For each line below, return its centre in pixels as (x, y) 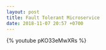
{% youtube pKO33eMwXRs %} (47, 41)
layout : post (23, 12)
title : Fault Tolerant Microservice (53, 18)
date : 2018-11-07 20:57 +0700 (45, 23)
